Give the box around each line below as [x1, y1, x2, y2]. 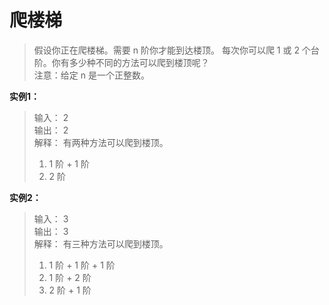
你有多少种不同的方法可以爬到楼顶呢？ [51, 56, 210, 68]
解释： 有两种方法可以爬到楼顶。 [33, 136, 169, 148]
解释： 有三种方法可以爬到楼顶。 [33, 237, 169, 250]
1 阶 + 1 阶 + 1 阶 [48, 259, 116, 271]
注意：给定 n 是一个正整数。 [33, 69, 150, 81]
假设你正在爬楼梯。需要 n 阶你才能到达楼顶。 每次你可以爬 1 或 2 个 [33, 44, 311, 56]
